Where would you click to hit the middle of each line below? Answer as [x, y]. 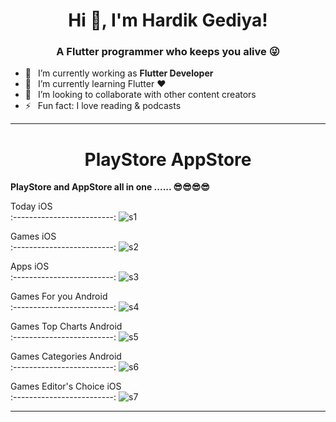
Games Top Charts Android [66, 326]
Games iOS [33, 236]
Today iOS [31, 206]
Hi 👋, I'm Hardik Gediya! [168, 20]
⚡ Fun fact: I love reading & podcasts [103, 106]
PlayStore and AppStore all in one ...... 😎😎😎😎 [110, 187]
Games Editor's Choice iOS [66, 386]
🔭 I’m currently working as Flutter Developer [119, 73]
